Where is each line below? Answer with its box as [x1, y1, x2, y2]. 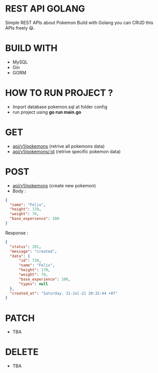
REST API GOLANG [5, 3, 85, 15]
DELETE [5, 346, 39, 358]
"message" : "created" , [10, 249, 57, 254]
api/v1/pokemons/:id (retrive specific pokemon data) [12, 148, 121, 154]
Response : [5, 230, 29, 236]
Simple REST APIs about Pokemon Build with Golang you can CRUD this [5, 20, 153, 26]
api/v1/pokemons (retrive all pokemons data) [12, 143, 105, 149]
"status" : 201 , [10, 244, 42, 249]
